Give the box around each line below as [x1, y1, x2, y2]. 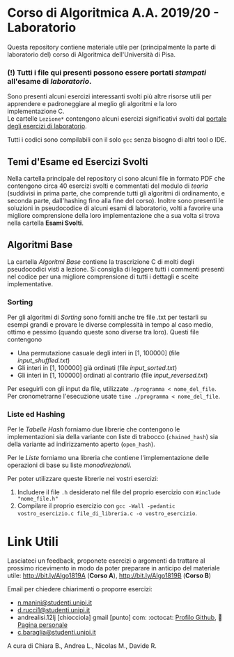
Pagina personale [17, 621, 68, 629]
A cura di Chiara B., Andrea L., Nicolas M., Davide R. [7, 642, 157, 650]
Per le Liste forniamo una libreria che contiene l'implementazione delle [7, 454, 209, 462]
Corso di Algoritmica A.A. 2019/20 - [7, 5, 219, 21]
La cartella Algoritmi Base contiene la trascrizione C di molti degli [7, 257, 195, 266]
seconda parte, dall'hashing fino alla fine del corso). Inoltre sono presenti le [7, 197, 224, 205]
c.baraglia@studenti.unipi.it [17, 628, 96, 637]
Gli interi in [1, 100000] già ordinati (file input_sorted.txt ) [17, 364, 178, 372]
